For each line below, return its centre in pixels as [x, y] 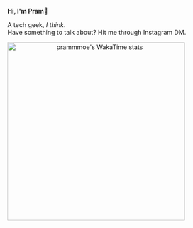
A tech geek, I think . [37, 25]
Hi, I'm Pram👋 [28, 11]
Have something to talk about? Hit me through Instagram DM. [97, 32]
